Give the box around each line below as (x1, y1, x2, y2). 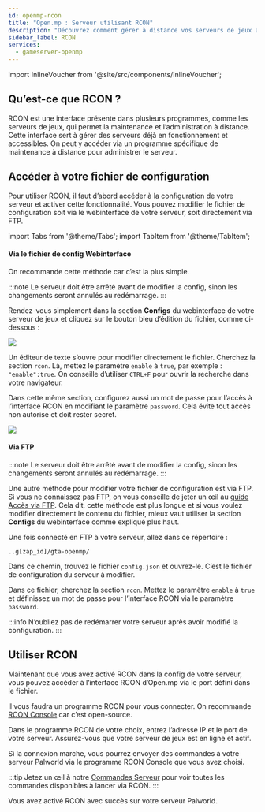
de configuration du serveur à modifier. (8, 570, 136, 579)
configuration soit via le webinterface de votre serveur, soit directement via (8, 207, 252, 217)
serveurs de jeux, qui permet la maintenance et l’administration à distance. (8, 121, 250, 131)
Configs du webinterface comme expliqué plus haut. (8, 517, 180, 527)
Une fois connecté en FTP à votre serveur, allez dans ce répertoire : (8, 533, 229, 542)
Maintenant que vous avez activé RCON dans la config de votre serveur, (8, 669, 242, 679)
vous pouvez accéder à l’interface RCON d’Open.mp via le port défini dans (8, 677, 251, 687)
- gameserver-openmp (15, 48, 83, 56)
